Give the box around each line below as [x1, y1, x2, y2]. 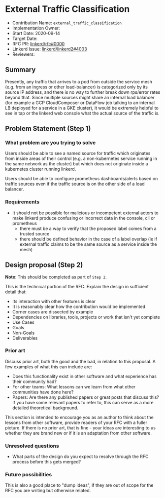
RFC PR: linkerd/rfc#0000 [12, 40, 65, 46]
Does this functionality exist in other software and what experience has [12, 373, 157, 379]
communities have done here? [12, 389, 74, 395]
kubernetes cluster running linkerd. [5, 166, 76, 172]
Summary [5, 66, 36, 74]
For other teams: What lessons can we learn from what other [12, 383, 136, 389]
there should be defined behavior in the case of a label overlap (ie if [19, 236, 158, 242]
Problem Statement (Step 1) [5, 124, 91, 133]
